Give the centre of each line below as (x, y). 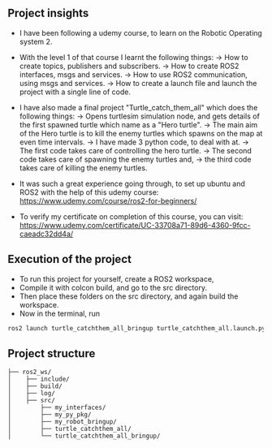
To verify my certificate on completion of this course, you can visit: (131, 216)
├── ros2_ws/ (30, 373)
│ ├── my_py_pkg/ (50, 415)
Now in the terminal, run (60, 313)
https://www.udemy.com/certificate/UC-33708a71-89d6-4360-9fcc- (135, 225)
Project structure (52, 353)
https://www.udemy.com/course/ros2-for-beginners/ (108, 200)
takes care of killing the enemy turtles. (83, 168)
